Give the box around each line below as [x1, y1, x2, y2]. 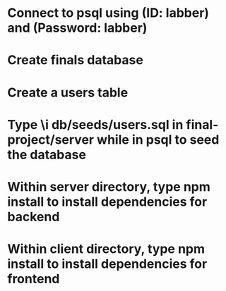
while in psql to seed [96, 132, 220, 147]
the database [7, 147, 87, 163]
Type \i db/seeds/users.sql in [7, 116, 184, 132]
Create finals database [7, 52, 143, 68]
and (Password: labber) [7, 20, 148, 36]
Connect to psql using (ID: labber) [7, 5, 210, 21]
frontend [7, 271, 60, 287]
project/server [7, 132, 94, 147]
